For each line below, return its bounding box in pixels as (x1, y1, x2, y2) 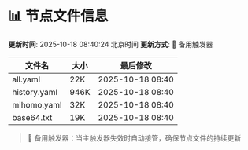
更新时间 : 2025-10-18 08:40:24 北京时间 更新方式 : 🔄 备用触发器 (8, 39, 213, 49)
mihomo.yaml (12, 99, 62, 110)
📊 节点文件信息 (8, 7, 109, 25)
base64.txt (12, 112, 53, 123)
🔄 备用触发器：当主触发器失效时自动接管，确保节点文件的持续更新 (27, 133, 242, 142)
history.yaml (12, 86, 57, 97)
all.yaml (12, 74, 41, 85)
